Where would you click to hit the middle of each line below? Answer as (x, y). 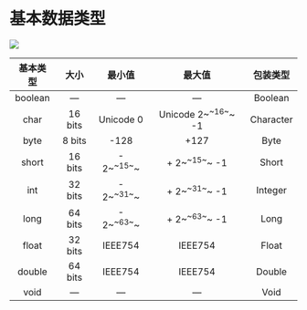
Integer (271, 191)
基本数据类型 (58, 19)
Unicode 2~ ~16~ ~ (197, 114)
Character (271, 119)
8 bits (74, 140)
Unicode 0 (121, 119)
